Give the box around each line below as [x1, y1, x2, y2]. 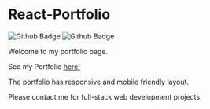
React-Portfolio [8, 5, 111, 24]
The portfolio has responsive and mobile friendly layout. [8, 77, 190, 86]
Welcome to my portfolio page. [8, 46, 109, 56]
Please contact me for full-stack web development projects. [8, 92, 202, 101]
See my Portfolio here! [8, 61, 81, 71]
